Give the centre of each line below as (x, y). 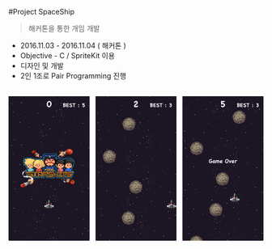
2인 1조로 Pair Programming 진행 (73, 76)
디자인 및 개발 (42, 65)
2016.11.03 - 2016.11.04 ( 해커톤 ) (73, 45)
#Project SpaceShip (42, 12)
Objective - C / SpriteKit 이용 (68, 55)
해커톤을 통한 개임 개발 (64, 28)
